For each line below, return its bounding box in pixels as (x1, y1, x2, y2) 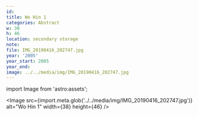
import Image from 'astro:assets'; (6, 85, 88, 92)
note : (6, 42, 20, 48)
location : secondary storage (6, 36, 78, 42)
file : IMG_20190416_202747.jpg (6, 47, 84, 53)
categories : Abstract (6, 20, 60, 25)
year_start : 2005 (6, 58, 49, 64)
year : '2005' (6, 53, 39, 59)
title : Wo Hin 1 (6, 14, 46, 20)
